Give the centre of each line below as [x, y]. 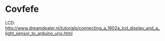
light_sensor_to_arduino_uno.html [39, 33]
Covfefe [22, 9]
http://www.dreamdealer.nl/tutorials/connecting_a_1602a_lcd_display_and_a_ [82, 28]
